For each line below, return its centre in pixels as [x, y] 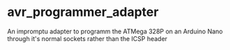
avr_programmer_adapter [83, 12]
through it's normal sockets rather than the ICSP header [87, 38]
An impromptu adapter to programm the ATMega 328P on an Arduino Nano [115, 31]
